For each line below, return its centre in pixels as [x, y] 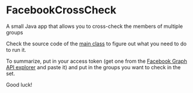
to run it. [16, 49]
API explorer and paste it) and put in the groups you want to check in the [94, 67]
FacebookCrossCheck [61, 10]
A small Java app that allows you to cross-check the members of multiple [94, 26]
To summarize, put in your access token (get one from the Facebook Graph [96, 61]
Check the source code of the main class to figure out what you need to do [96, 44]
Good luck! [19, 84]
